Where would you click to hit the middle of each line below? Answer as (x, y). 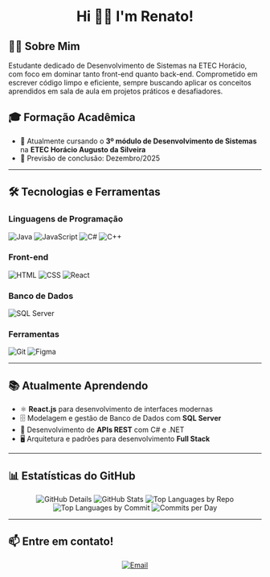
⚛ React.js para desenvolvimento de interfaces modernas (116, 409)
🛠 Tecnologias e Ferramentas (84, 192)
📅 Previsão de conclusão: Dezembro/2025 (90, 158)
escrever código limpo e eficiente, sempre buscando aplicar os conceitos (130, 83)
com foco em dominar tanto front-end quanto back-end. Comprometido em (133, 74)
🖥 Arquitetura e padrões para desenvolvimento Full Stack (115, 439)
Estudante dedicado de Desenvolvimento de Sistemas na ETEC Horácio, (128, 65)
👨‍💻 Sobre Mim (44, 46)
